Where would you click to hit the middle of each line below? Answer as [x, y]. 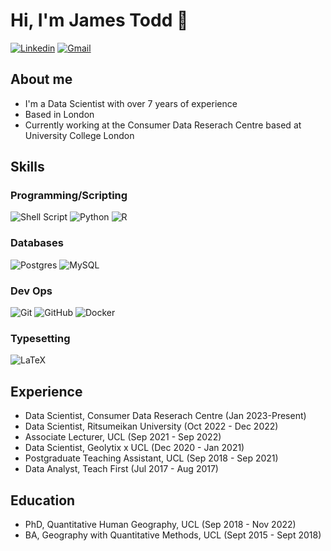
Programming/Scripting [69, 196]
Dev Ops [31, 291]
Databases [37, 243]
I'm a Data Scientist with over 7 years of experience [131, 103]
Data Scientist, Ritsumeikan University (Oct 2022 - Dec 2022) [151, 426]
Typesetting [40, 338]
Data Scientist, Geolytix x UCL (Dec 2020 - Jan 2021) [134, 448]
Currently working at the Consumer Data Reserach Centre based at [163, 125]
